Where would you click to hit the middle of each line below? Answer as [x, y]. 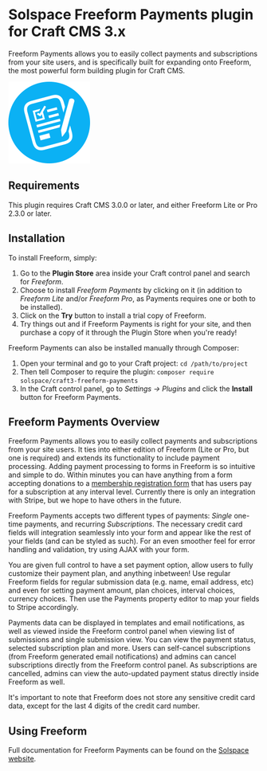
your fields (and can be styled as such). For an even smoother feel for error [132, 541]
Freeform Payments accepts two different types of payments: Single [120, 516]
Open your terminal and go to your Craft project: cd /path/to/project [134, 363]
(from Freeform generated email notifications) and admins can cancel [122, 657]
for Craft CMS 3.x [67, 31]
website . [22, 759]
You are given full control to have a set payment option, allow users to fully [131, 565]
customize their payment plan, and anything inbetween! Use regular [120, 573]
